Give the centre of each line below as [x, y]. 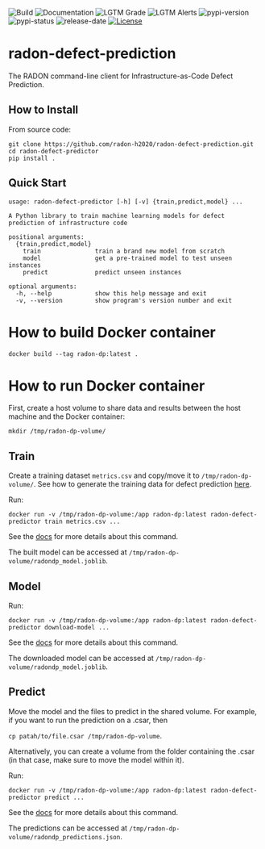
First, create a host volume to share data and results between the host [125, 408]
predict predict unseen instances [102, 272]
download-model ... [77, 628]
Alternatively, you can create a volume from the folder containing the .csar [132, 751]
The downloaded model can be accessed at [81, 659]
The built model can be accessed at [68, 552]
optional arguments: [43, 286]
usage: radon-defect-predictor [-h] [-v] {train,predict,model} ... [126, 202]
